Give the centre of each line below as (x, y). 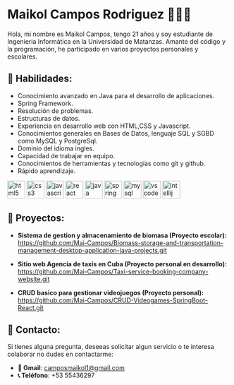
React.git (30, 307)
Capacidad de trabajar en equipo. (66, 155)
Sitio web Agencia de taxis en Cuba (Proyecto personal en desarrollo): (122, 263)
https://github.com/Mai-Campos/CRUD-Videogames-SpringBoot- (113, 300)
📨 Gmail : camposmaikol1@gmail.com (71, 368)
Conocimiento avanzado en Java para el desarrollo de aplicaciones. (116, 95)
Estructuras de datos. (49, 118)
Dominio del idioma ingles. (56, 148)
